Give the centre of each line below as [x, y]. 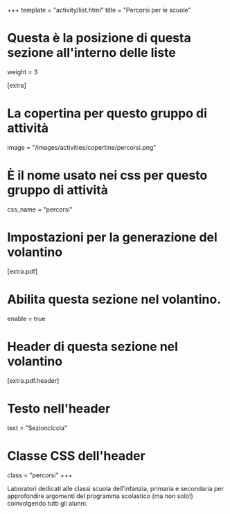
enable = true [26, 318]
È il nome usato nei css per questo [107, 175]
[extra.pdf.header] [33, 380]
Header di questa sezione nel [93, 346]
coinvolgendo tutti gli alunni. [47, 503]
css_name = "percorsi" [40, 209]
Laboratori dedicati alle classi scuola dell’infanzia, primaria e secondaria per [115, 488]
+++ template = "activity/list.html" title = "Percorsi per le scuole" [99, 10]
